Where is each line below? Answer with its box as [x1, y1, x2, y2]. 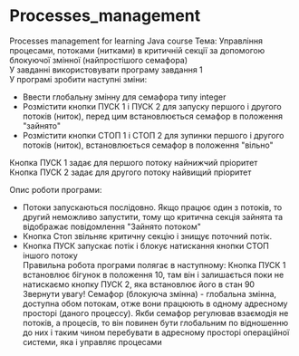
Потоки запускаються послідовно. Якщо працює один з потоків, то [22, 201, 283, 213]
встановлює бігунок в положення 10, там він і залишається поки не [22, 269, 285, 280]
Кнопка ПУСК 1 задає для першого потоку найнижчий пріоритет [9, 157, 258, 168]
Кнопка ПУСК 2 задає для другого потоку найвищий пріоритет [9, 167, 252, 178]
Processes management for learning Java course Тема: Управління [9, 35, 263, 46]
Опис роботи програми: [9, 184, 102, 195]
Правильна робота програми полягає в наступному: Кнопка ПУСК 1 [22, 259, 286, 270]
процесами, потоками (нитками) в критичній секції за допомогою [9, 44, 265, 55]
